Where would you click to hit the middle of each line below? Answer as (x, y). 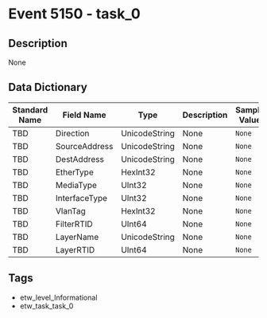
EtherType (74, 172)
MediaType (76, 185)
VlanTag (70, 210)
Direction (72, 133)
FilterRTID (74, 224)
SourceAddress (84, 146)
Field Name (84, 115)
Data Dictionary (48, 87)
